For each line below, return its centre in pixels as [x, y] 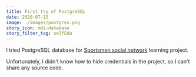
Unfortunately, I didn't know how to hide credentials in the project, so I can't [98, 62]
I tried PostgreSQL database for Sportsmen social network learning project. [97, 50]
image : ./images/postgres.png [43, 22]
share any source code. [35, 68]
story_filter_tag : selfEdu [39, 34]
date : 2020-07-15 [27, 17]
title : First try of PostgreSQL [46, 11]
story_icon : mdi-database [38, 28]
